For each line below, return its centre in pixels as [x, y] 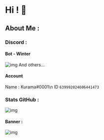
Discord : [16, 42]
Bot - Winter [18, 54]
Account [14, 76]
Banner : [14, 121]
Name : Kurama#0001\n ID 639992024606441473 [52, 87]
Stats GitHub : [22, 99]
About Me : [22, 28]
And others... [32, 65]
